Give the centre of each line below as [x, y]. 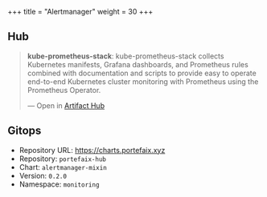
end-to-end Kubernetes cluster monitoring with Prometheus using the [143, 81]
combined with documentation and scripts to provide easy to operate [142, 73]
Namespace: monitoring [59, 184]
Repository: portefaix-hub [62, 159]
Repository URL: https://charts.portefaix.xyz [92, 150]
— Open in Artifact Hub [66, 105]
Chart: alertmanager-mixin [63, 167]
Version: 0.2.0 [43, 175]
